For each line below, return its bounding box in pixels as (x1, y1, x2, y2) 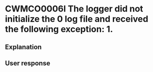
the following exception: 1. (5, 24, 113, 35)
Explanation (5, 43, 42, 51)
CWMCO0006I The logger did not (5, 3, 144, 14)
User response (5, 59, 50, 67)
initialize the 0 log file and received (5, 13, 149, 24)
